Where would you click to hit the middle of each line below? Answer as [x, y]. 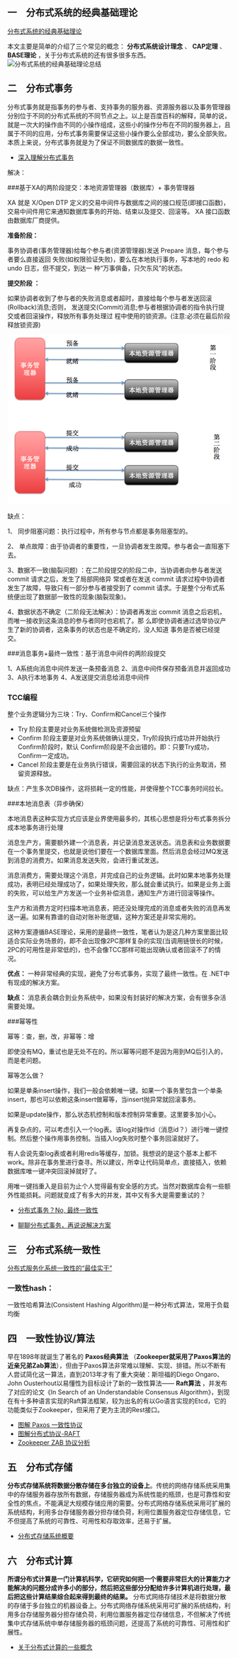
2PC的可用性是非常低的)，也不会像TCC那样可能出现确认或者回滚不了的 [111, 950]
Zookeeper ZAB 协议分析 [54, 1443]
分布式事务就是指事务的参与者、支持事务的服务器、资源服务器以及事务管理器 [119, 107]
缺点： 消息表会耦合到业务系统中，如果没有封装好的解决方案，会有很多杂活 [117, 998]
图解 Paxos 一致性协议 [50, 1425]
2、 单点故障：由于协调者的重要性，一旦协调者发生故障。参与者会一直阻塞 [116, 546]
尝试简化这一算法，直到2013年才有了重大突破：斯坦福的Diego [103, 1375]
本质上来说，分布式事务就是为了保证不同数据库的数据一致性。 [97, 142]
